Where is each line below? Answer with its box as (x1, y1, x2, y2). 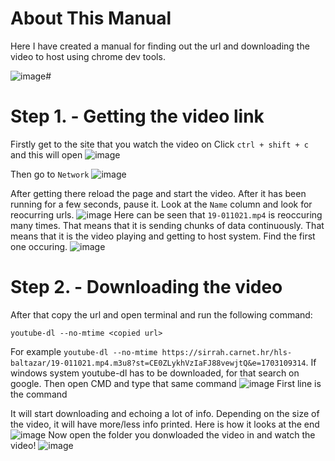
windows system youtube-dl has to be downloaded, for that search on (10, 367, 300, 379)
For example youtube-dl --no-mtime (10, 345, 158, 357)
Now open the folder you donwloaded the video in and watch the (48, 428, 316, 441)
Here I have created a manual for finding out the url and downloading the (10, 40, 310, 52)
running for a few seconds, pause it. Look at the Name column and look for (10, 198, 313, 210)
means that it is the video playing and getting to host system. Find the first (10, 230, 316, 242)
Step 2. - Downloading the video (10, 276, 283, 299)
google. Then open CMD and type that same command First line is (10, 377, 322, 389)
